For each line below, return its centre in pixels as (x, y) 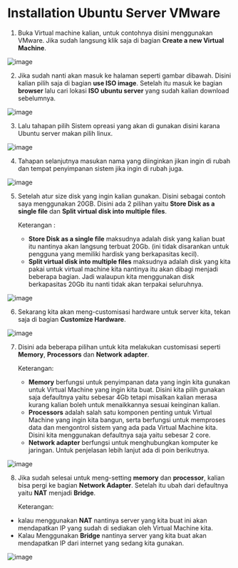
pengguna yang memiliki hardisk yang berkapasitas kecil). (114, 253)
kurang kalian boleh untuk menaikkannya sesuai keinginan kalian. (124, 404)
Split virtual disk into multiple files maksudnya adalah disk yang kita (129, 261)
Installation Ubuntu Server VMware (114, 13)
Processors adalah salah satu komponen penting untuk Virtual (120, 412)
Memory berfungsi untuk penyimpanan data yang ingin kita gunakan (129, 382)
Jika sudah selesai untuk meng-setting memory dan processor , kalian (121, 478)
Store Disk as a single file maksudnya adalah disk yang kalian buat (127, 238)
